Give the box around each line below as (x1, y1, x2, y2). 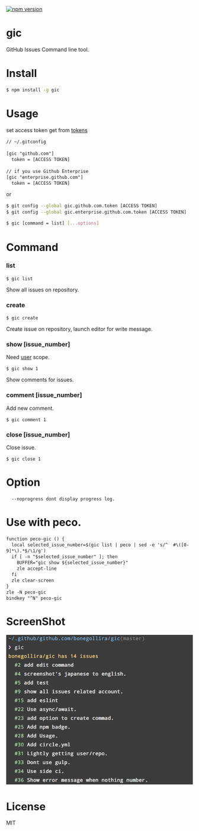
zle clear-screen (11, 577, 54, 583)
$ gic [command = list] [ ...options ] (6, 220, 99, 226)
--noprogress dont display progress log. (11, 496, 115, 502)
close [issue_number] (6, 430, 70, 438)
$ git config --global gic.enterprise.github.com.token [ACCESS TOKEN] (6, 209, 187, 215)
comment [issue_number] (6, 391, 82, 399)
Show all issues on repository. (6, 286, 79, 293)
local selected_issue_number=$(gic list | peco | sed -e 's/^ (11, 542, 168, 548)
